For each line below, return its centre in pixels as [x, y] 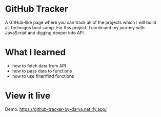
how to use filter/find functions [43, 76]
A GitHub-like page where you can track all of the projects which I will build [81, 22]
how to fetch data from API [39, 66]
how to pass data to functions [42, 71]
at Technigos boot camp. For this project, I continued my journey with [75, 27]
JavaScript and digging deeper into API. [45, 33]
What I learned [35, 52]
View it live [28, 96]
